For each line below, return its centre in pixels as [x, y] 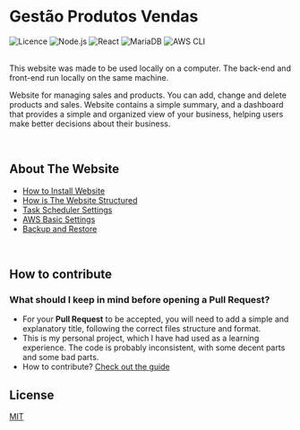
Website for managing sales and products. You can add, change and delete [148, 95]
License [32, 395]
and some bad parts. [60, 357]
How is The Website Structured [80, 200]
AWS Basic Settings [59, 219]
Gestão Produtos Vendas [104, 17]
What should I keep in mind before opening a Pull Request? [140, 300]
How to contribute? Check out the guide [96, 367]
